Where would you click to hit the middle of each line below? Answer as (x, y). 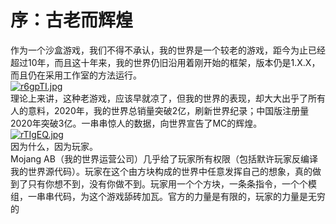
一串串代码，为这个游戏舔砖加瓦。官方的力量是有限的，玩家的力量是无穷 (176, 196)
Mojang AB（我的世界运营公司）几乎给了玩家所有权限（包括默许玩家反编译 (164, 158)
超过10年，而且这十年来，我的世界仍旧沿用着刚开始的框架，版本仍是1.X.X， (165, 62)
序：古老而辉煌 (72, 20)
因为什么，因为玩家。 (54, 146)
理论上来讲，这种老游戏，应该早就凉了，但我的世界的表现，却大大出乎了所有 (168, 98)
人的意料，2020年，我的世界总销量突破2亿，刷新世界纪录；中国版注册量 (160, 110)
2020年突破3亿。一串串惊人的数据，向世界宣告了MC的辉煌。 (136, 123)
